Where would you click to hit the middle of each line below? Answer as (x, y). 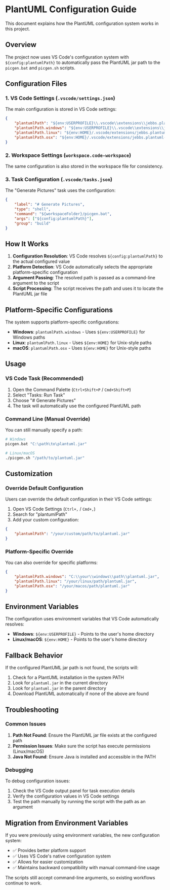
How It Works (27, 244)
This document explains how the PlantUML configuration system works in (82, 23)
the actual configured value (41, 261)
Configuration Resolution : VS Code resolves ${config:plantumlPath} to (88, 256)
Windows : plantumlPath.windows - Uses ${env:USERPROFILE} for (79, 332)
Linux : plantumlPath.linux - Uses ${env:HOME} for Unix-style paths (82, 343)
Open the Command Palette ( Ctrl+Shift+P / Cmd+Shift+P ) (72, 389)
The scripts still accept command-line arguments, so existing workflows (80, 877)
